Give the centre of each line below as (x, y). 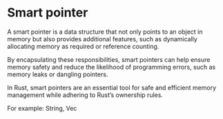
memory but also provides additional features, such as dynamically (103, 39)
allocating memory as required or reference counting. (83, 46)
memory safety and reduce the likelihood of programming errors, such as (111, 67)
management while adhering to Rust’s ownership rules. (85, 95)
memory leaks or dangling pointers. (58, 74)
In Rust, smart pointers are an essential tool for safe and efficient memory (112, 87)
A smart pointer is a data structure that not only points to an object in (105, 32)
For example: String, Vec (42, 108)
